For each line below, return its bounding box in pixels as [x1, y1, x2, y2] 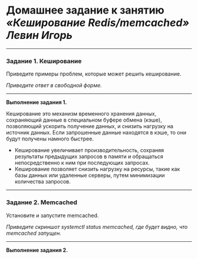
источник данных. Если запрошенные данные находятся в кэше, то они [6, 129, 187, 136]
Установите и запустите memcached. [6, 212, 99, 219]
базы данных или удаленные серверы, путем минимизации [14, 172, 165, 179]
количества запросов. [14, 178, 71, 185]
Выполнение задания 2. [6, 246, 68, 254]
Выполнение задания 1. [6, 99, 67, 106]
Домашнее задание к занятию [6, 4, 165, 17]
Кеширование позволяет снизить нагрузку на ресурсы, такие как [14, 166, 180, 173]
